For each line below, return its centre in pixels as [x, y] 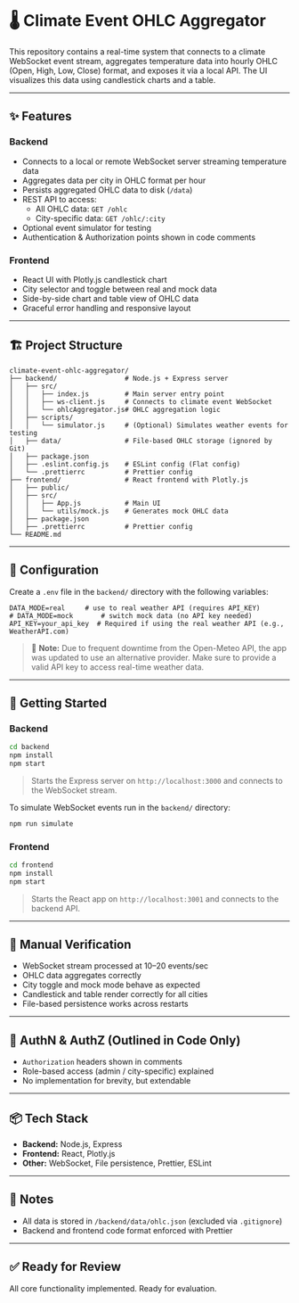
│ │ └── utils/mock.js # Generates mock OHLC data [119, 511]
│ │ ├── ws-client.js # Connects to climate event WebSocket [141, 401]
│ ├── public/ [39, 487]
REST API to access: [60, 199]
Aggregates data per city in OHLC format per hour [114, 180]
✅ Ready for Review [65, 1267]
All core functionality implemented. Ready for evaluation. [113, 1288]
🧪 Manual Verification [70, 945]
